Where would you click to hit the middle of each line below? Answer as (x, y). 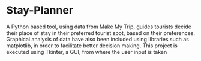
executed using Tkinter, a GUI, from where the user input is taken (87, 52)
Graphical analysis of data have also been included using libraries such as (98, 39)
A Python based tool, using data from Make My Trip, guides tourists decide (99, 27)
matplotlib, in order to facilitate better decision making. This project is (92, 46)
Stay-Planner (40, 10)
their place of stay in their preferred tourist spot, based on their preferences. (101, 33)
